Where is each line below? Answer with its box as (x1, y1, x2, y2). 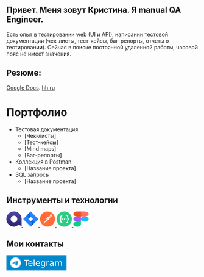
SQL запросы (15, 171, 50, 178)
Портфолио (6, 105, 68, 119)
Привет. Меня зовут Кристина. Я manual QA (6, 5, 181, 15)
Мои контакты (6, 239, 64, 249)
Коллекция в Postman (15, 158, 72, 165)
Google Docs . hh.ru (6, 84, 55, 91)
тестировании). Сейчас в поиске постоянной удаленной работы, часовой (6, 43, 199, 51)
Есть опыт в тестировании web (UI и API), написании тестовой (6, 31, 169, 38)
